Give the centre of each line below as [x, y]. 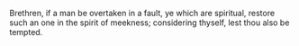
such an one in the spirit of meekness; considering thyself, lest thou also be [149, 23]
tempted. [26, 32]
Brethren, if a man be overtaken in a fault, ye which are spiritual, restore [142, 13]
